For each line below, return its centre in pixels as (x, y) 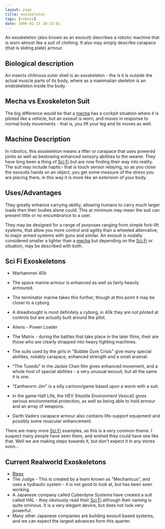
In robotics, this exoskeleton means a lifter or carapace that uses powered (80, 151)
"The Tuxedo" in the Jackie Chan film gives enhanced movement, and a (85, 366)
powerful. (22, 511)
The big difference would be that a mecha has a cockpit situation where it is (82, 113)
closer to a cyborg (31, 303)
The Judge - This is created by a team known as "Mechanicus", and (81, 479)
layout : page (18, 10)
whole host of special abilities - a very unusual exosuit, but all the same (84, 372)
